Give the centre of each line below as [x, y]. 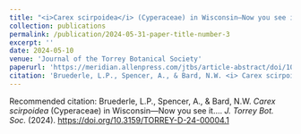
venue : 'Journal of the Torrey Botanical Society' [106, 59]
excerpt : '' [31, 42]
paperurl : [28, 68]
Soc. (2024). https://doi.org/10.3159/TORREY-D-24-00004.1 [120, 120]
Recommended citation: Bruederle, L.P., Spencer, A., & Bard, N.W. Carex [142, 101]
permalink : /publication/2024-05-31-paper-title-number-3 [120, 34]
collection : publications [57, 26]
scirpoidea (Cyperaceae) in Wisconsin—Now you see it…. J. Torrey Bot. [142, 110]
